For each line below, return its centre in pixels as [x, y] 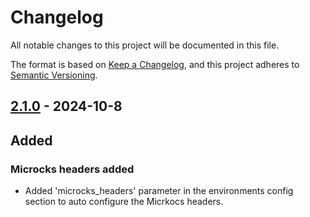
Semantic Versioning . [54, 75]
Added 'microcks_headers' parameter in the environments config [159, 191]
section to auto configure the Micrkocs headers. [124, 202]
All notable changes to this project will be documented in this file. [145, 45]
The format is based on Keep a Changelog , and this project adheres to [155, 64]
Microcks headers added [72, 169]
